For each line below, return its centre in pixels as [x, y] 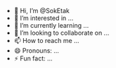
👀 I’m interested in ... [44, 18]
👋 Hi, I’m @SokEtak [42, 11]
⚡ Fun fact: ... [33, 58]
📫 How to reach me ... [46, 41]
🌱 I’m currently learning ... [51, 25]
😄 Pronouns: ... [37, 51]
